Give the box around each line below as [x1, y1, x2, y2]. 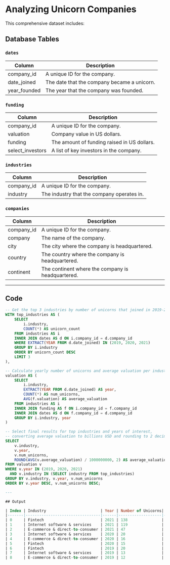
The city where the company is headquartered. [41, 243, 153, 250]
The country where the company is [41, 251, 125, 258]
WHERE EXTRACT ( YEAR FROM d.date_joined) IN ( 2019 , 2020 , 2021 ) [14, 340, 151, 346]
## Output [5, 499, 26, 504]
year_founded [8, 87, 41, 94]
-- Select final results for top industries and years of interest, [5, 429, 153, 434]
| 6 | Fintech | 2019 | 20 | [5, 546, 164, 551]
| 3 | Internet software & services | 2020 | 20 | [5, 532, 164, 537]
